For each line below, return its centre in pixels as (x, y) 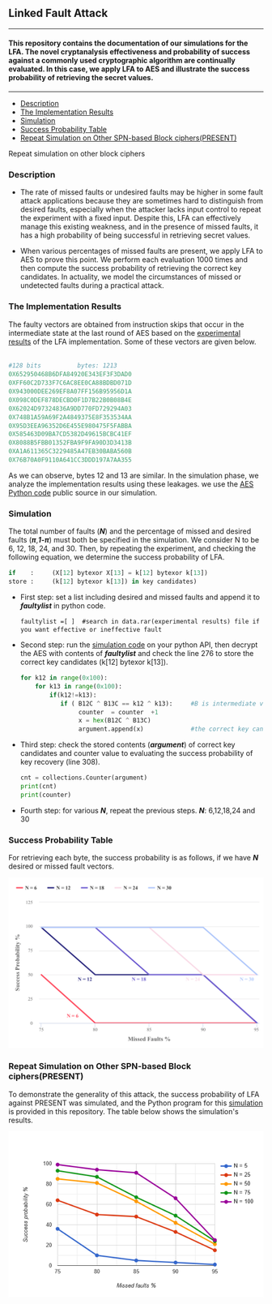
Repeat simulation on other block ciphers (77, 154)
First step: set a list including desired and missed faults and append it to (140, 597)
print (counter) (46, 795)
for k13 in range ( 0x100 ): (79, 686)
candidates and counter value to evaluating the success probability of (136, 753)
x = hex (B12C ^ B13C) (115, 721)
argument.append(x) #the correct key (164, 729)
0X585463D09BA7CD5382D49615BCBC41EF (70, 434)
